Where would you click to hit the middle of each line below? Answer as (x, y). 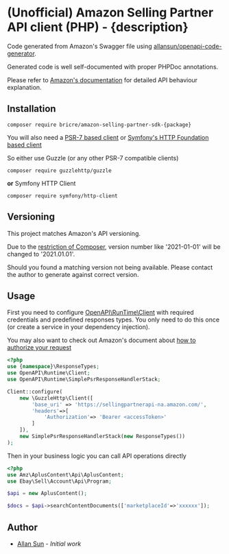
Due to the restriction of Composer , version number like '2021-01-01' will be (114, 246)
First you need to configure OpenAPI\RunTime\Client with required (100, 313)
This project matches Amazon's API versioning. (74, 233)
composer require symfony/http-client (62, 196)
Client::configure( (35, 392)
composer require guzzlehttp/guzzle (59, 170)
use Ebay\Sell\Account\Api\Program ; (59, 481)
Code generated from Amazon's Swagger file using (80, 46)
